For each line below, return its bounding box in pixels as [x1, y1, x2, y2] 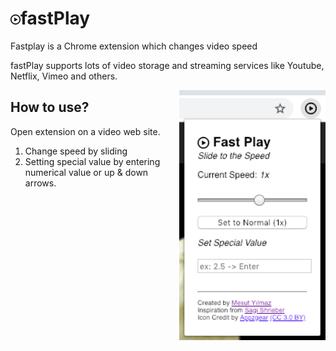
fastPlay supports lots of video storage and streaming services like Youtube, [10, 59, 325, 71]
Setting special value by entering [24, 155, 161, 167]
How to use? [10, 99, 90, 116]
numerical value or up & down [24, 166, 149, 178]
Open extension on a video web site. [10, 125, 161, 137]
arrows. [24, 177, 57, 189]
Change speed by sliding [24, 145, 128, 157]
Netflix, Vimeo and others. [10, 70, 118, 82]
